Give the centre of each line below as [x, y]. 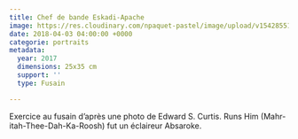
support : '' [39, 75]
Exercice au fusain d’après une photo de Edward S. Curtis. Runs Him [134, 116]
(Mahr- [273, 116]
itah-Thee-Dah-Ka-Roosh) [57, 126]
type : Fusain [41, 83]
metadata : [27, 50]
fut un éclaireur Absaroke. [154, 126]
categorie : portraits [49, 42]
